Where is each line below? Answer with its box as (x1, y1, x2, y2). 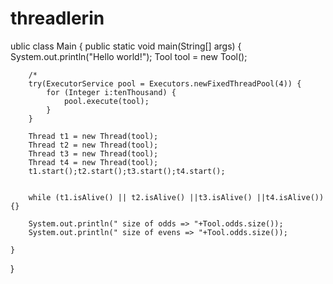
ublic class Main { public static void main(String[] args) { (10, 40, 242, 52)
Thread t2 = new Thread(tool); (28, 140, 159, 150)
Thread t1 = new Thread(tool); (28, 131, 159, 141)
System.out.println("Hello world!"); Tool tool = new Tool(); (10, 50, 248, 62)
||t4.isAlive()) (256, 192, 325, 202)
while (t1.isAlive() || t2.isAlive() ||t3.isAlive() (28, 192, 253, 202)
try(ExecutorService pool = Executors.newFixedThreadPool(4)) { (28, 78, 302, 89)
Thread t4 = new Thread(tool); (28, 157, 159, 167)
